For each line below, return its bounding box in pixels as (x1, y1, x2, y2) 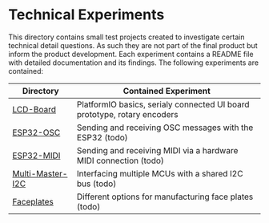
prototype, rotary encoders (76, 108, 179, 120)
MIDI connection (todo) (76, 155, 164, 166)
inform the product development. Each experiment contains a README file (8, 49, 254, 59)
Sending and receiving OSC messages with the (76, 122, 254, 133)
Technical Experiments (8, 6, 165, 24)
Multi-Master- (12, 168, 68, 179)
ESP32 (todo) (76, 132, 128, 143)
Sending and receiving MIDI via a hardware (76, 144, 239, 156)
